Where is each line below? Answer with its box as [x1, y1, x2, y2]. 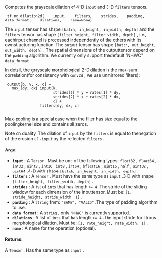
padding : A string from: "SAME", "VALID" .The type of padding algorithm [12, 199, 158, 205]
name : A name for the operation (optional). [12, 225, 96, 231]
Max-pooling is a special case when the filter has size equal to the [5, 116, 138, 122]
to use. [12, 205, 26, 211]
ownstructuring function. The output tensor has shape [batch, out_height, [5, 42, 157, 48]
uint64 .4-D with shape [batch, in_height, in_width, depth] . [12, 168, 139, 174]
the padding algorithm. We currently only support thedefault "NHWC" [5, 52, 144, 58]
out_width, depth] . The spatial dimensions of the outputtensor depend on [5, 47, 155, 53]
